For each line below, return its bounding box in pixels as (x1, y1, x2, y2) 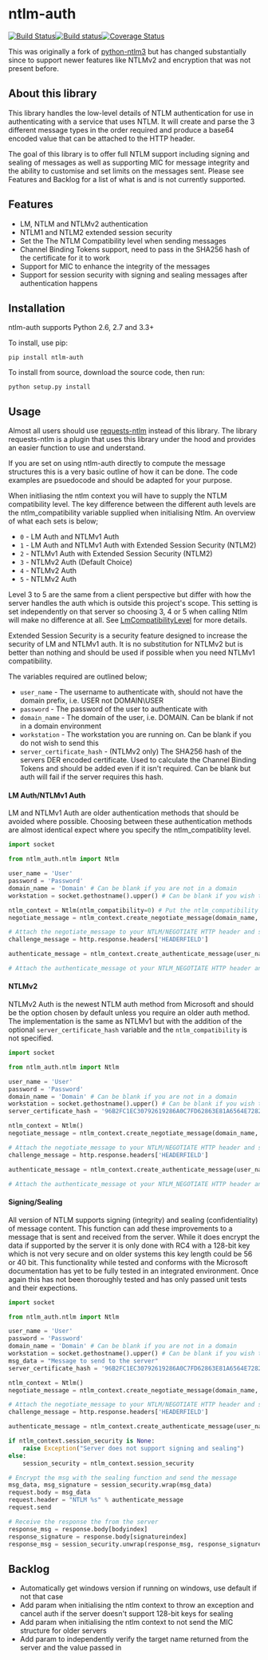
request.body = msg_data (8, 1488, 91, 1497)
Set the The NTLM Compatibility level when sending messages (19, 236, 227, 245)
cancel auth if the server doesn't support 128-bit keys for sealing (19, 1609, 234, 1618)
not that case (19, 1592, 64, 1602)
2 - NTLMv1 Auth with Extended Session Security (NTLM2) (19, 549, 213, 559)
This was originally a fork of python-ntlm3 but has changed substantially (8, 46, 247, 56)
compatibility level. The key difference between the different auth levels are (8, 500, 257, 509)
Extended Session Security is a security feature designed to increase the (8, 631, 248, 640)
